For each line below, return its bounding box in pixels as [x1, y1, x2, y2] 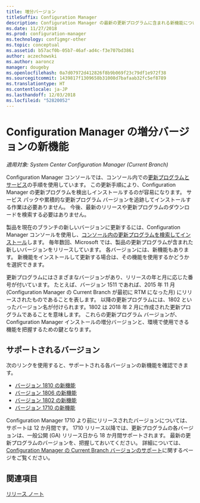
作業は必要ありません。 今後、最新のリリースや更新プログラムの [11, 203, 169, 211]
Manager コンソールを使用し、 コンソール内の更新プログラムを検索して [6, 231, 180, 238]
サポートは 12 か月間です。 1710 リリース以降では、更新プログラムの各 [6, 424, 179, 431]
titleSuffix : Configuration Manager [6, 14, 97, 20]
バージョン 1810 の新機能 [14, 382, 76, 389]
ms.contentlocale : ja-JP [6, 87, 68, 92]
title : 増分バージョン [6, 8, 57, 15]
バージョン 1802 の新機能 [14, 397, 77, 404]
